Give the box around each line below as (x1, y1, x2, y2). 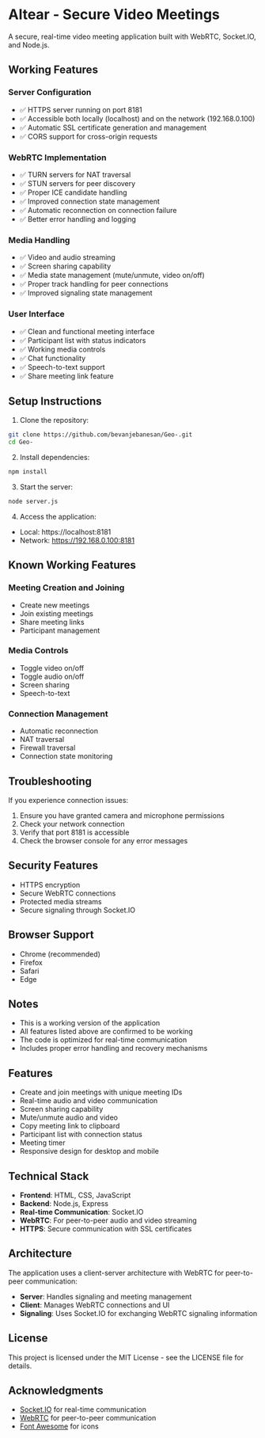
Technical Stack (8, 1170, 89, 1183)
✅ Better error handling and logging (19, 214, 136, 223)
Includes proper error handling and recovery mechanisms (19, 1044, 208, 1053)
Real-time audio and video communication (19, 1096, 158, 1105)
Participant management (19, 626, 100, 635)
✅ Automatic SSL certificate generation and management (19, 123, 207, 132)
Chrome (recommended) (19, 949, 101, 959)
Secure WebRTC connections (19, 888, 116, 898)
